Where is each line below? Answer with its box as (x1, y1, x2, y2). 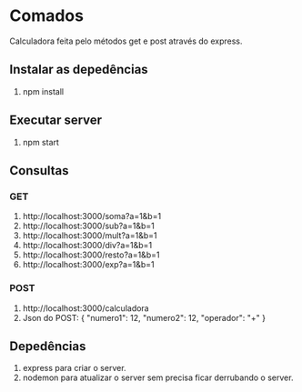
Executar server (9, 113, 103, 128)
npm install (22, 85, 65, 96)
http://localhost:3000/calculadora (22, 302, 149, 314)
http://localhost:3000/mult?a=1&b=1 (22, 230, 157, 241)
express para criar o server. (22, 363, 126, 374)
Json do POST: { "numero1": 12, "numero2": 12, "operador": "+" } (22, 312, 267, 323)
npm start (22, 136, 59, 147)
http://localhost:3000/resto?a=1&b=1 (22, 249, 160, 260)
